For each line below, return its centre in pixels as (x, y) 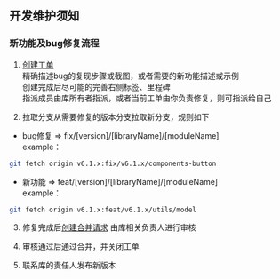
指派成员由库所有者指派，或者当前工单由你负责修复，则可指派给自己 (147, 98)
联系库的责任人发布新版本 (69, 266)
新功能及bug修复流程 (54, 44)
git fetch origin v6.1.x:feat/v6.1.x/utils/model (103, 210)
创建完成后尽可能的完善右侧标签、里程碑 (96, 86)
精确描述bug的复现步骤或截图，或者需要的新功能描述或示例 (131, 76)
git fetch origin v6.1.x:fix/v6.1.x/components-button (113, 163)
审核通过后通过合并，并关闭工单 (80, 246)
